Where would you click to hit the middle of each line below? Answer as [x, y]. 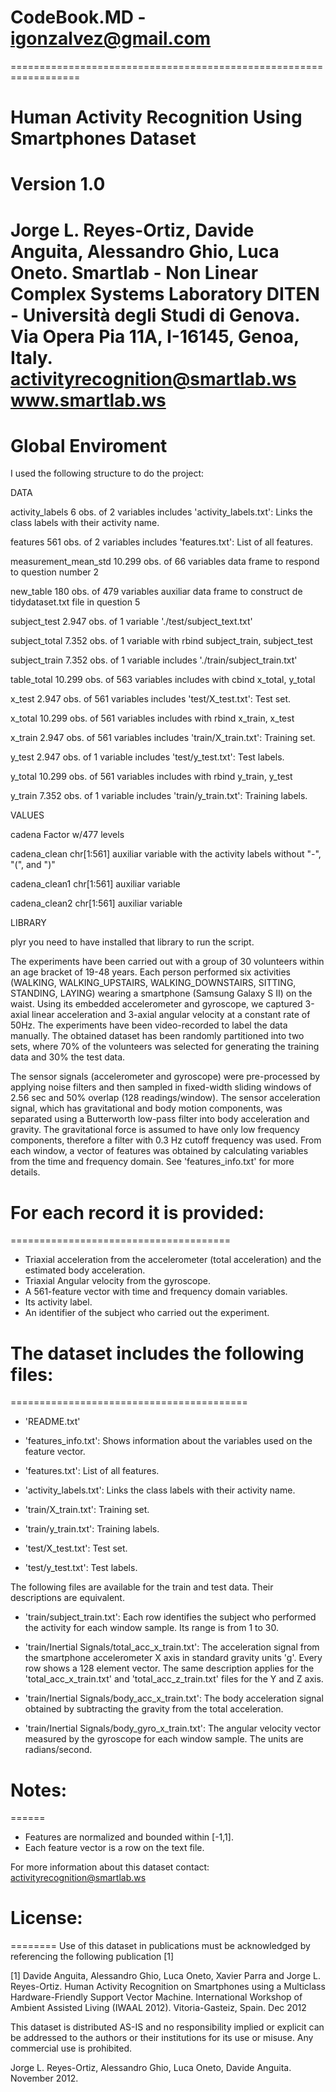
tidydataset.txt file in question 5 [75, 602]
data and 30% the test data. [68, 1057]
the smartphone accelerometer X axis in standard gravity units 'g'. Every [173, 1658]
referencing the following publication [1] [92, 1957]
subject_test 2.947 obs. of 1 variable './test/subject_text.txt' [131, 622]
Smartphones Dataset [103, 138]
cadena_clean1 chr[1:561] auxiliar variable [95, 884]
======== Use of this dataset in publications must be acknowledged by [160, 1946]
